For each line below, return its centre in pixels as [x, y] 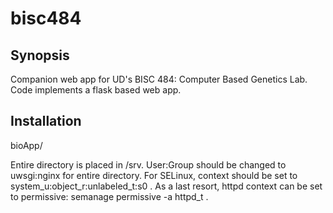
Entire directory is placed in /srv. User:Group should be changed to [148, 164]
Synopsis [40, 55]
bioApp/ [26, 145]
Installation [46, 121]
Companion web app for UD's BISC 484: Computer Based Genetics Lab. [159, 79]
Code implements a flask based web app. [96, 90]
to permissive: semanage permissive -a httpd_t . [109, 196]
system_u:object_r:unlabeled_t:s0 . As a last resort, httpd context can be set [166, 186]
